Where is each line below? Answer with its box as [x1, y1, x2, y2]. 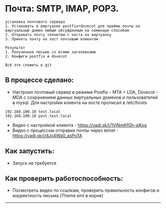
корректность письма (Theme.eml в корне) [12, 193, 104, 199]
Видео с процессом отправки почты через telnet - [12, 127, 119, 133]
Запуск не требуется [12, 160, 57, 166]
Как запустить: [5, 147, 54, 156]
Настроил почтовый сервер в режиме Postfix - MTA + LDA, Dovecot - [12, 89, 159, 95]
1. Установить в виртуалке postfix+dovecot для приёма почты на [5, 23, 140, 29]
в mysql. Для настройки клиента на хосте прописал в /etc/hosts [12, 99, 147, 105]
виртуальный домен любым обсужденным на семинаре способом [5, 28, 129, 33]
